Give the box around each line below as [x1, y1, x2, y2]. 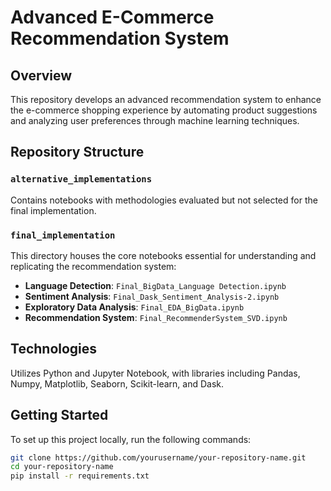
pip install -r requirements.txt [10, 471, 150, 481]
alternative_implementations [10, 174, 153, 185]
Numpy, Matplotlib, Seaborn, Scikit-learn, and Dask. [10, 377, 224, 390]
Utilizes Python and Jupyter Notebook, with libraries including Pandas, [10, 367, 301, 379]
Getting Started [10, 407, 109, 424]
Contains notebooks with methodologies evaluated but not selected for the [10, 194, 318, 206]
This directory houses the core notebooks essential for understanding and [10, 249, 317, 261]
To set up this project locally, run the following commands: [10, 433, 252, 445]
